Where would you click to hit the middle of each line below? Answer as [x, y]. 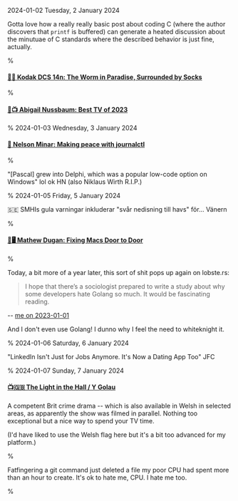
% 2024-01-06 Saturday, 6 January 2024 [68, 343]
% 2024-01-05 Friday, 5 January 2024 [64, 195]
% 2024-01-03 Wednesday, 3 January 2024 [72, 128]
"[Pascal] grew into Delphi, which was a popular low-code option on [108, 174]
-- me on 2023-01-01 [38, 315]
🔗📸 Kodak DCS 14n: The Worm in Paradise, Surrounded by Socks [105, 77]
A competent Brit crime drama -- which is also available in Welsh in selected [119, 406]
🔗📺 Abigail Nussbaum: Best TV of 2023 [68, 109]
